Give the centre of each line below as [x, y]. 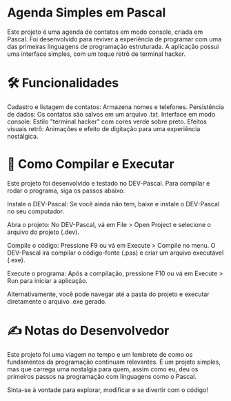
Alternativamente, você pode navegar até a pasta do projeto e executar [108, 294]
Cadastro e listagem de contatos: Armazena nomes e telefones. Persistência [115, 107]
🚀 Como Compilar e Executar [91, 164]
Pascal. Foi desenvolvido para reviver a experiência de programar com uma [114, 39]
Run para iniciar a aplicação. [48, 280]
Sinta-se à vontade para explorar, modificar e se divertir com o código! [108, 390]
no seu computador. [36, 211]
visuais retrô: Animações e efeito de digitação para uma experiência [104, 128]
